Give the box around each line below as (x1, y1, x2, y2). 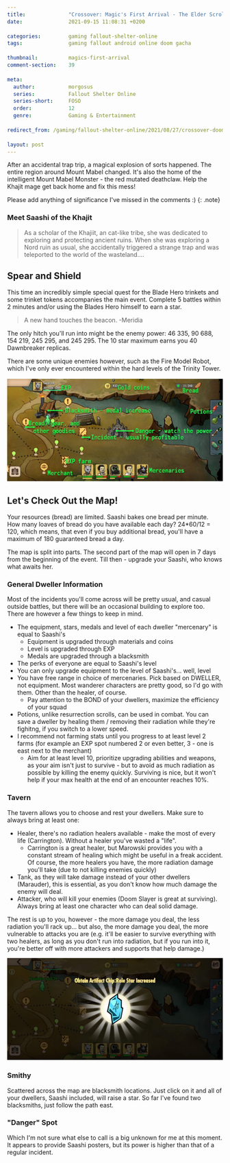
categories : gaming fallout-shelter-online (7, 33, 157, 40)
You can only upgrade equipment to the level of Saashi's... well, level (16, 666, 211, 675)
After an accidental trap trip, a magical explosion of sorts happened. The (7, 161, 212, 169)
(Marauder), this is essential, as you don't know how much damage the (16, 880, 218, 888)
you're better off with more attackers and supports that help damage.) (7, 944, 205, 952)
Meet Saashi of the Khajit (7, 213, 92, 223)
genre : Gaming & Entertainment (13, 112, 136, 119)
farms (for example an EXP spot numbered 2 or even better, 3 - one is (16, 740, 214, 748)
